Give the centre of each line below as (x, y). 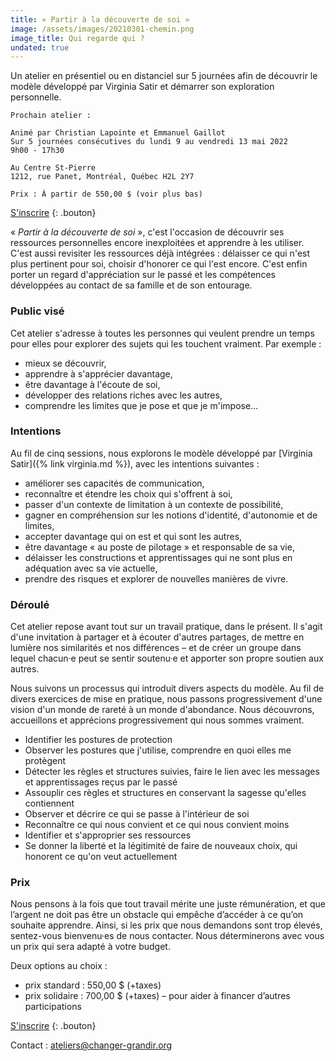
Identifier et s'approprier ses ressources (108, 835)
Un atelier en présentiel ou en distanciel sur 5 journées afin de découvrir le (164, 76)
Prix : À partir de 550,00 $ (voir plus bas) (106, 194)
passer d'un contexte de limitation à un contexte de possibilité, (154, 504)
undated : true (40, 47)
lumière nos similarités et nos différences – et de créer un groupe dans (156, 648)
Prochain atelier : (51, 116)
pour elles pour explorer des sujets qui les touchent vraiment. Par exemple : (166, 343)
